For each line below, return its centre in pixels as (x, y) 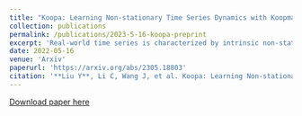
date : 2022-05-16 (42, 51)
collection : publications (58, 26)
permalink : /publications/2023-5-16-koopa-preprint (108, 34)
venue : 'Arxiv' (38, 59)
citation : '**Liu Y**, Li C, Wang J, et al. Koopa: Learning (126, 76)
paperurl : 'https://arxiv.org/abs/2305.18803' (98, 68)
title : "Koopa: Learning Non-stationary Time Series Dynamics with (138, 18)
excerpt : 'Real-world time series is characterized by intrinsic (134, 43)
